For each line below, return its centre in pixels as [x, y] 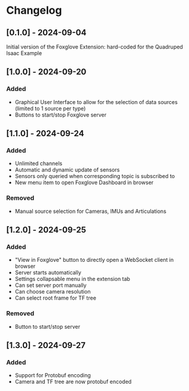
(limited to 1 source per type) [50, 108]
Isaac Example [24, 53]
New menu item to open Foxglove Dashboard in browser [84, 182]
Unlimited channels [39, 164]
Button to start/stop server [48, 326]
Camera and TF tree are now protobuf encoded [73, 382]
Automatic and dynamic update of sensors [67, 170]
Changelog [34, 10]
